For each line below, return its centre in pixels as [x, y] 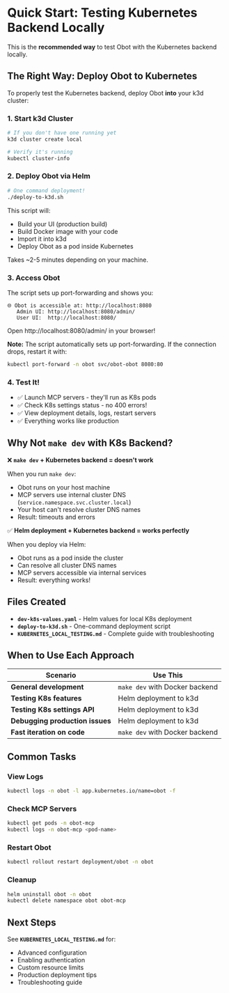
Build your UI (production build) [62, 224]
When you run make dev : [42, 474]
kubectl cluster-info [39, 158]
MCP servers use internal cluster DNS [72, 494]
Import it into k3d [42, 239]
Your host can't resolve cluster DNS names [79, 509]
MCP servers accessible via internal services [82, 572]
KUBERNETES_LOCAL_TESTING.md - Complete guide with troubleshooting [116, 633]
